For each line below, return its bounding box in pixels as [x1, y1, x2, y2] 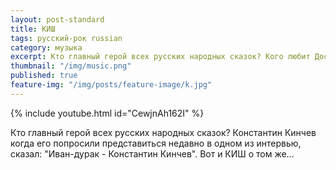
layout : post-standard [10, 14, 105, 25]
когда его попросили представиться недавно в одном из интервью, [10, 137, 302, 149]
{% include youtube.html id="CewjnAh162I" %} [10, 107, 205, 119]
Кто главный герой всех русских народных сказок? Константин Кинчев [10, 126, 317, 138]
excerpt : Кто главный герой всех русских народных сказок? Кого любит [10, 52, 311, 62]
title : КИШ [10, 24, 56, 34]
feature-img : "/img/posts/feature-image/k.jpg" [10, 80, 213, 90]
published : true [10, 71, 78, 81]
